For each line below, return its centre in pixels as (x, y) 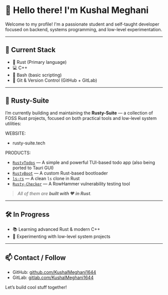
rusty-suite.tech (29, 143)
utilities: (13, 123)
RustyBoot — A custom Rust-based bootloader (60, 173)
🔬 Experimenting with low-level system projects (61, 237)
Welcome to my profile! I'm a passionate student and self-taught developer (82, 24)
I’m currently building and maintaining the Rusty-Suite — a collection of (79, 113)
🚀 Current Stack (30, 50)
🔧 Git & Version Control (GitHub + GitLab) (55, 80)
